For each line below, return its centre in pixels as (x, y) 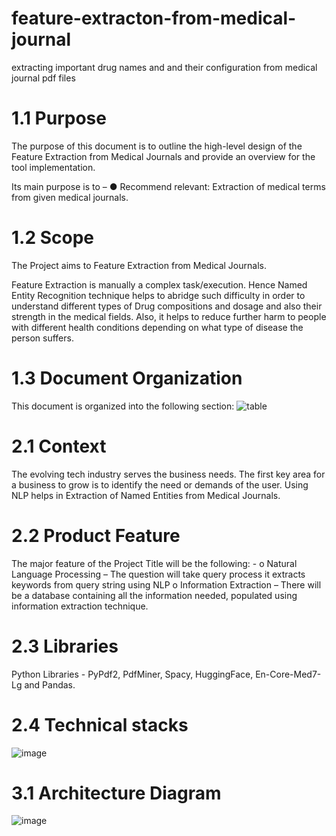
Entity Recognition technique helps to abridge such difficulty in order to (158, 295)
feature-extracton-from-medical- (154, 18)
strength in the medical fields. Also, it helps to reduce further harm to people (169, 316)
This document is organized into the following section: (123, 406)
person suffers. (42, 338)
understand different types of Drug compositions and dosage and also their (167, 306)
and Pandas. (50, 684)
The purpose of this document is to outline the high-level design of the (157, 146)
